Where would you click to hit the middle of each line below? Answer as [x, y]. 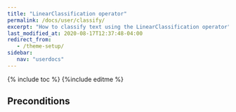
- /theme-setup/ [40, 46]
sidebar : [20, 53]
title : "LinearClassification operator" [67, 14]
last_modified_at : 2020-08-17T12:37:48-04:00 [75, 33]
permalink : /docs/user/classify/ [56, 20]
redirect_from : [29, 40]
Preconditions [39, 101]
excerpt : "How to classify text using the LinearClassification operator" [119, 27]
